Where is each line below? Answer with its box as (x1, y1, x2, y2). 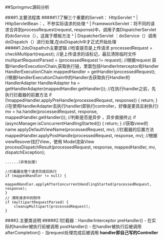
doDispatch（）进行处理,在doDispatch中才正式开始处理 (5, 39, 117, 45)
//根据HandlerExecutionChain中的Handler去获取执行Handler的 (5, 74, 130, 80)
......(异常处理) (5, 160, 38, 165)
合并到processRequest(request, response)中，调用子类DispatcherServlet (9, 27, 156, 33)
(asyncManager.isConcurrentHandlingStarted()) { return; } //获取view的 (5, 121, 148, 126)
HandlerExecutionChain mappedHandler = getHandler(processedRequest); (5, 69, 156, 74)
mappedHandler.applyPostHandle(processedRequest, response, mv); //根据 (5, 133, 158, 138)
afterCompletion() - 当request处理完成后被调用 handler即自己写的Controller (5, 230, 159, 235)
